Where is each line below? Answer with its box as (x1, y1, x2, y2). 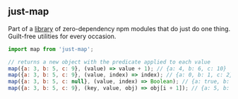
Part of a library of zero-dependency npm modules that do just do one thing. (8, 24, 231, 33)
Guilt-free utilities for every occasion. (8, 32, 117, 40)
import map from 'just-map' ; (8, 45, 94, 52)
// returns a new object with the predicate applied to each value (8, 58, 211, 66)
